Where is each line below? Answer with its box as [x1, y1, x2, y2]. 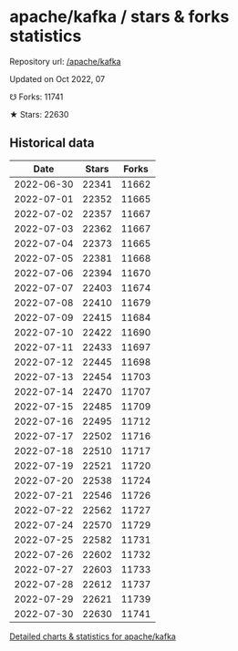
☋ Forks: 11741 [9, 91, 64, 102]
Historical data [9, 135, 95, 151]
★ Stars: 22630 [9, 108, 69, 119]
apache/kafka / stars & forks [9, 6, 230, 27]
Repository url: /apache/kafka [9, 56, 121, 67]
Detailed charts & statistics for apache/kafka [9, 631, 176, 642]
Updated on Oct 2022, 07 [9, 73, 106, 84]
